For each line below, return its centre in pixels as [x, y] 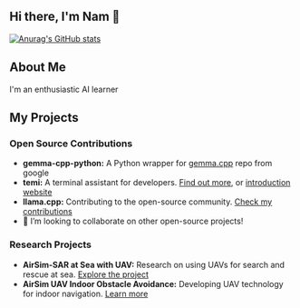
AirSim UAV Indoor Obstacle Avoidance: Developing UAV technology [153, 283]
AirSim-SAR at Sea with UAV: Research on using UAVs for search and [154, 264]
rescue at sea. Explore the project [86, 274]
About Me [38, 68]
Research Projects [51, 244]
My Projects [44, 118]
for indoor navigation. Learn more [85, 293]
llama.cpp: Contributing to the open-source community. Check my [147, 202]
